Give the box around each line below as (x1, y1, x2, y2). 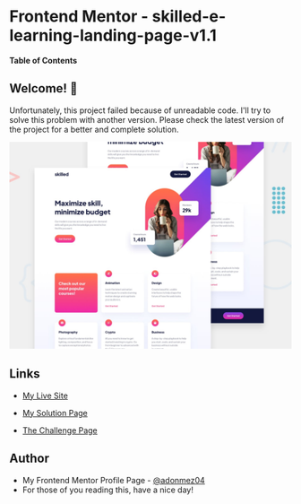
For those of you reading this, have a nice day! (21, 484, 194, 495)
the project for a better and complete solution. (9, 124, 179, 135)
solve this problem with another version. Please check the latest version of (9, 114, 285, 125)
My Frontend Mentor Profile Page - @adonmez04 (21, 474, 206, 485)
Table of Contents (9, 55, 78, 65)
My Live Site (21, 390, 69, 401)
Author (9, 451, 49, 466)
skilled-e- (151, 6, 227, 27)
